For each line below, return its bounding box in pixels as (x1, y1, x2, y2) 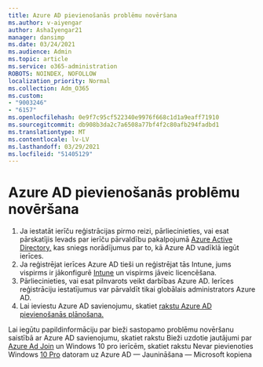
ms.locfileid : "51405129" (8, 150, 93, 158)
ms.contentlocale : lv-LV (8, 135, 89, 144)
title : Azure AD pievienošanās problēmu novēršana (8, 11, 177, 20)
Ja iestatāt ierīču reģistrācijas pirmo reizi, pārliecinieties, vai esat (19, 227, 229, 236)
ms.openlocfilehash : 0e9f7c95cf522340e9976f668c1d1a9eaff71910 (8, 114, 220, 122)
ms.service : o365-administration (8, 63, 118, 71)
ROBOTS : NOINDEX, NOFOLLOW (8, 70, 97, 78)
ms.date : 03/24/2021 (8, 41, 76, 49)
